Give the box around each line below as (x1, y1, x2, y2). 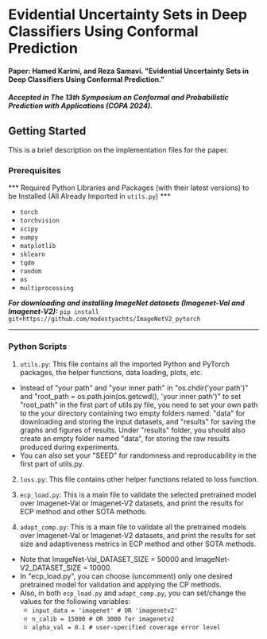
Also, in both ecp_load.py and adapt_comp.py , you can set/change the (19, 588, 246, 598)
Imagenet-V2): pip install (8, 307, 99, 316)
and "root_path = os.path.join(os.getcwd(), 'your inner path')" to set (19, 391, 242, 401)
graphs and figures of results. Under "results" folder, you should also (19, 425, 246, 435)
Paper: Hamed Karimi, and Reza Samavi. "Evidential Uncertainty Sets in (8, 66, 250, 76)
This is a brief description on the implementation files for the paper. (8, 145, 229, 155)
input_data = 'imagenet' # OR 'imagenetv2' (31, 606, 179, 614)
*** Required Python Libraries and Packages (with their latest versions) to (8, 183, 250, 192)
